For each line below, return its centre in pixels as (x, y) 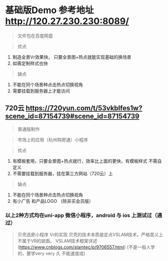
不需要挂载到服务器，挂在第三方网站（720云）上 (63, 173)
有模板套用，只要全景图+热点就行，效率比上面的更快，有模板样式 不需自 (87, 161)
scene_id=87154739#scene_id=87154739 (72, 116)
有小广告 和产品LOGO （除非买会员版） (53, 201)
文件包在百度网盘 (35, 36)
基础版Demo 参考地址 (50, 10)
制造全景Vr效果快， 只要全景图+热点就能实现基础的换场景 (72, 57)
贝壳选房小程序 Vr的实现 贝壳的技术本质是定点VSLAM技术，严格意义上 (90, 235)
